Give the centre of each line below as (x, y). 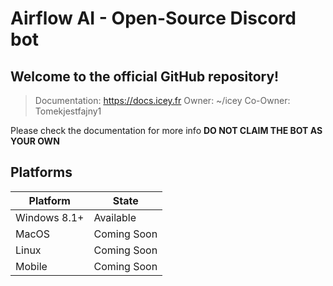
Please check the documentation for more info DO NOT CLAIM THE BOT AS (166, 130)
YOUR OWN (35, 141)
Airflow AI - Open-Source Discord (153, 18)
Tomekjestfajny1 (68, 111)
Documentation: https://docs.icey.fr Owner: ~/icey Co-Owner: (162, 100)
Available (115, 217)
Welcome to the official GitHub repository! (145, 76)
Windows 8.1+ (50, 217)
